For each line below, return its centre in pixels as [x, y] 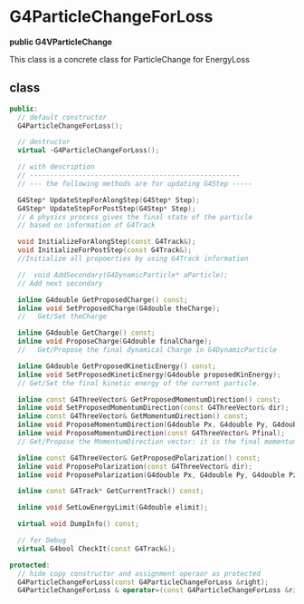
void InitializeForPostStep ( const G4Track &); [105, 250]
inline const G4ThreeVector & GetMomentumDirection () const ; [133, 416]
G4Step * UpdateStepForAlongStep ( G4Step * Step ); [109, 200]
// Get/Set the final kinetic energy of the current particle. [139, 383]
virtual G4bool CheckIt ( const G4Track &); [97, 549]
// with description [56, 167]
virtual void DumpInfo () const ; [79, 524]
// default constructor [62, 117]
